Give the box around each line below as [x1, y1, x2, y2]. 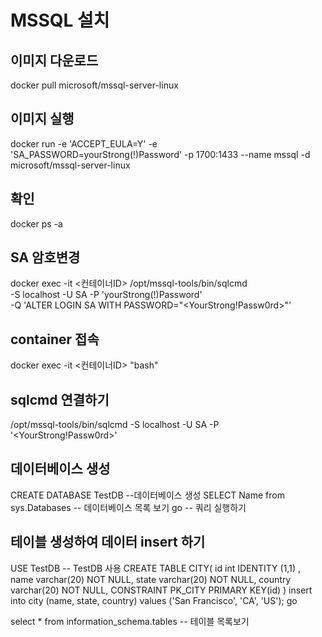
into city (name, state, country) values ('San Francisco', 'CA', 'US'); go [10, 594, 298, 606]
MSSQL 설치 [10, 9, 110, 32]
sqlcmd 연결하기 [10, 391, 110, 408]
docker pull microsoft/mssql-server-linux [10, 79, 179, 91]
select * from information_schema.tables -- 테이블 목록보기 [10, 615, 250, 627]
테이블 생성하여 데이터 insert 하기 [10, 534, 206, 551]
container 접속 [10, 331, 100, 348]
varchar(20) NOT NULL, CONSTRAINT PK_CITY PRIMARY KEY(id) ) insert [10, 584, 313, 596]
